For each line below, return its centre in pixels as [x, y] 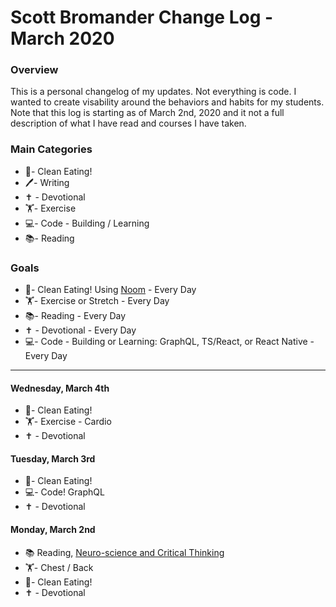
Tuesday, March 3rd [53, 458]
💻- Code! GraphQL [64, 492]
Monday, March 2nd [53, 530]
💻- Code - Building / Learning [87, 223]
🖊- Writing [47, 182]
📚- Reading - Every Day [75, 316]
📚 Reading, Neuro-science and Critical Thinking [124, 552]
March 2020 [62, 38]
